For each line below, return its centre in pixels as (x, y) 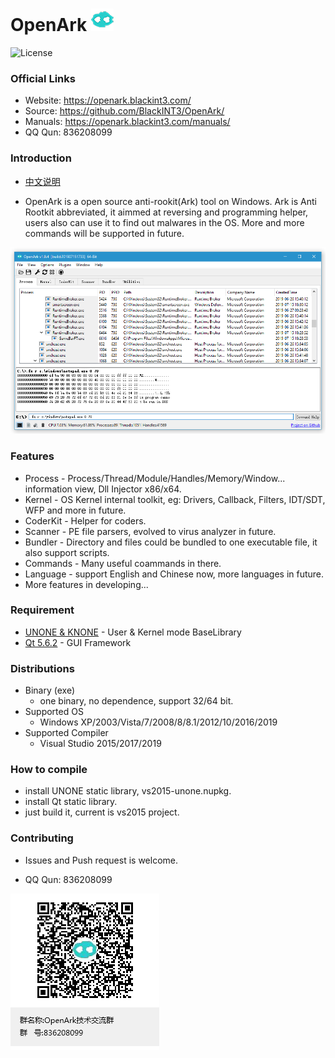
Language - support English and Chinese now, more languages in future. (174, 574)
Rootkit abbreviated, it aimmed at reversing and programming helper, (166, 212)
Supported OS (54, 712)
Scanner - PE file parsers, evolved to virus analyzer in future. (150, 531)
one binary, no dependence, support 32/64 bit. (136, 701)
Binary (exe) (50, 690)
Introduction (41, 158)
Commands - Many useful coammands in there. (123, 563)
